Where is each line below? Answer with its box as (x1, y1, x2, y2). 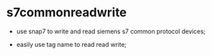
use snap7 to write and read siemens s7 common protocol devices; (16, 27, 206, 35)
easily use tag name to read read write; (16, 40, 127, 48)
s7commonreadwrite (6, 5, 127, 20)
